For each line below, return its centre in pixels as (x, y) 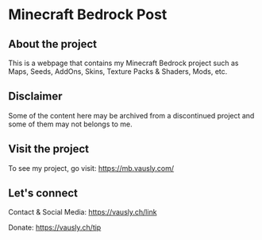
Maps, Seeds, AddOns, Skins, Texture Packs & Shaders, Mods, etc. (118, 72)
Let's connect (43, 194)
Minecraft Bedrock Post (88, 15)
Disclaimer (35, 97)
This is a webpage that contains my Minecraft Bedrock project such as (123, 63)
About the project (53, 44)
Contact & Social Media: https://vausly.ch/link (83, 212)
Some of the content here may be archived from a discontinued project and (131, 115)
